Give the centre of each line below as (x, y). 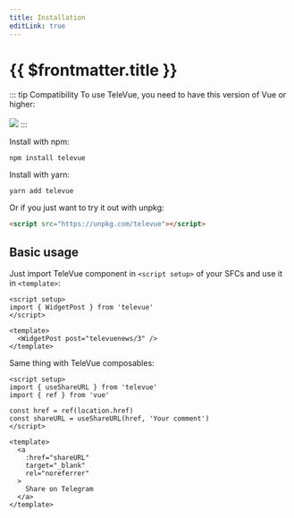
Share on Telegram (59, 489)
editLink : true (38, 26)
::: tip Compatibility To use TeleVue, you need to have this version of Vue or (148, 95)
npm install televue (48, 158)
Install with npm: (39, 142)
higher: (22, 105)
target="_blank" (56, 466)
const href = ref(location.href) (71, 411)
